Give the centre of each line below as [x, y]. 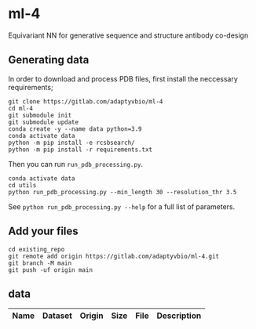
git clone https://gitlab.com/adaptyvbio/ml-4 [86, 101]
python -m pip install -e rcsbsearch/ [71, 143]
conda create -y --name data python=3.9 [75, 129]
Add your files [43, 231]
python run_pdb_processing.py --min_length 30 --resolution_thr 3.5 [123, 192]
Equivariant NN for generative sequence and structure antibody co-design [128, 35]
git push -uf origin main [50, 270]
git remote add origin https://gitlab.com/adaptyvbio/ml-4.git [114, 256]
